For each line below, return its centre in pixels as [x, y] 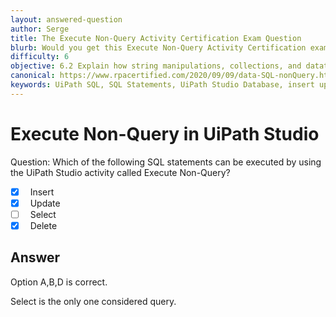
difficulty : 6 [40, 57]
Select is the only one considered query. [93, 301]
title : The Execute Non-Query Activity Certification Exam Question [156, 38]
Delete [43, 225]
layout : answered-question [66, 19]
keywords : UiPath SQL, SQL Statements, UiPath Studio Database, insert [162, 85]
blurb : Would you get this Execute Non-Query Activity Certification [158, 47]
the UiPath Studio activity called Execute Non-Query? [120, 172]
